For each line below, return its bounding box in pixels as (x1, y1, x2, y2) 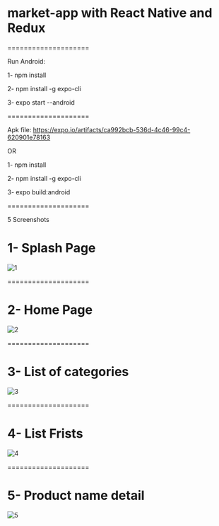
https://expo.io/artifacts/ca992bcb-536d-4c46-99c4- (32, 125, 191, 134)
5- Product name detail (7, 487, 145, 503)
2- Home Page (7, 302, 93, 318)
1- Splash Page (7, 240, 96, 256)
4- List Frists (7, 426, 83, 441)
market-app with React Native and (7, 5, 213, 21)
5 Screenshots (7, 215, 49, 223)
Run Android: (7, 57, 46, 65)
